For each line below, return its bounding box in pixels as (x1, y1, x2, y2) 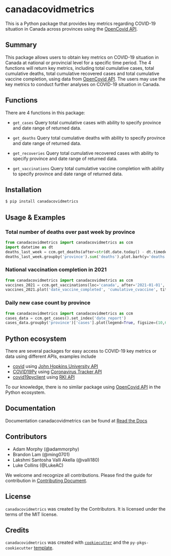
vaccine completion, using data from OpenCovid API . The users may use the (5, 75, 165, 82)
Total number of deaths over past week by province (5, 228, 135, 235)
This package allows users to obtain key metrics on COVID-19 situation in (5, 54, 159, 60)
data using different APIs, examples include (5, 353, 97, 360)
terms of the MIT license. (5, 511, 58, 517)
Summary (5, 41, 37, 49)
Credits (5, 526, 30, 535)
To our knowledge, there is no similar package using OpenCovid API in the (5, 384, 161, 390)
